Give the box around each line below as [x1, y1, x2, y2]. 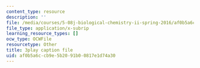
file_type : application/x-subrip [6, 25, 89, 31]
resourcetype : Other [6, 42, 58, 48]
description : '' [6, 14, 46, 20]
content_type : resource [6, 8, 65, 15]
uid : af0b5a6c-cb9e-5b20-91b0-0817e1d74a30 [6, 53, 116, 59]
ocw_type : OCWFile [6, 36, 52, 42]
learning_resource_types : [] [6, 31, 79, 37]
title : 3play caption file [6, 47, 73, 53]
